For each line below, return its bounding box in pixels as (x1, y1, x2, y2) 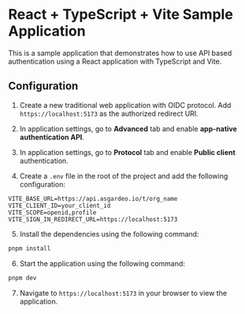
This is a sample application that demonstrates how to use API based (8, 48, 232, 57)
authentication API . (19, 132, 85, 142)
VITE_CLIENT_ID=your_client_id (8, 201, 111, 209)
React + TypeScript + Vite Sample (8, 6, 234, 24)
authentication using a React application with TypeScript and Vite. (8, 57, 222, 66)
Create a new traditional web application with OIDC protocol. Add (19, 100, 232, 109)
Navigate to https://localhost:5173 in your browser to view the (19, 288, 227, 297)
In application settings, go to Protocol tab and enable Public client (19, 147, 236, 157)
